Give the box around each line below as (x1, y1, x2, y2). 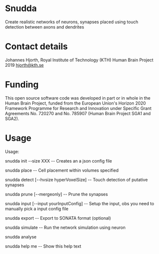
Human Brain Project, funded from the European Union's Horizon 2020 (5, 100, 146, 106)
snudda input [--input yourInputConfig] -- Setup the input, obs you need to (5, 200, 155, 206)
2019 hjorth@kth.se (5, 62, 44, 68)
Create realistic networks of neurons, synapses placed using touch (5, 19, 139, 25)
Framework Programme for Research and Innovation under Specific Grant (5, 105, 152, 111)
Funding (5, 79, 39, 90)
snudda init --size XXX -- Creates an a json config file (5, 158, 112, 164)
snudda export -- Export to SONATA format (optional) (5, 215, 111, 221)
